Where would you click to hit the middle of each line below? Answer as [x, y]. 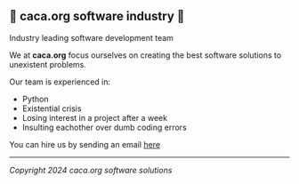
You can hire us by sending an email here [85, 144]
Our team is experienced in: [60, 82]
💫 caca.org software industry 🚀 [97, 16]
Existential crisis [52, 108]
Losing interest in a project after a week [94, 117]
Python [35, 99]
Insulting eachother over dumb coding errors [104, 127]
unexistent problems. [48, 64]
